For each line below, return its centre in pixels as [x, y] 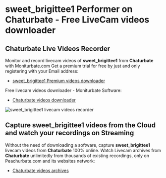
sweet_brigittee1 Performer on [69, 9]
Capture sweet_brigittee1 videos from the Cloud [81, 125]
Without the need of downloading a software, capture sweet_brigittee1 [78, 145]
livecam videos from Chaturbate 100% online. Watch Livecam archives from [83, 150]
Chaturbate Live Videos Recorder [58, 48]
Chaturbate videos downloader [44, 100]
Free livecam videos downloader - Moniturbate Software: [63, 90]
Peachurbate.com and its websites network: [50, 161]
